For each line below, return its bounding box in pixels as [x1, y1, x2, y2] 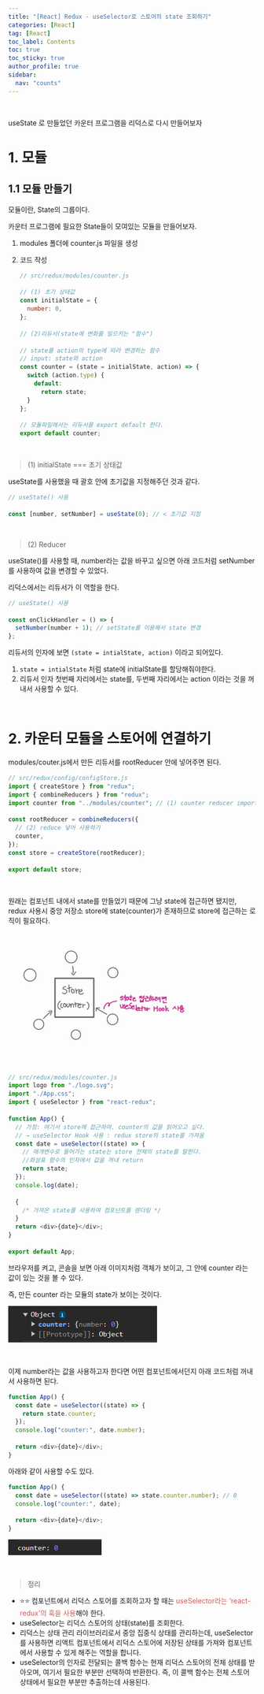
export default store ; [8, 865, 82, 874]
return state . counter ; [22, 1410, 97, 1417]
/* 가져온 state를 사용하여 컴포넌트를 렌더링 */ [22, 1206, 162, 1214]
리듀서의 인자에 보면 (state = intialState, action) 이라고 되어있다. [8, 648, 224, 657]
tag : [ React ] [8, 29, 51, 37]
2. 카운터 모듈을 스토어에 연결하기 [8, 730, 212, 748]
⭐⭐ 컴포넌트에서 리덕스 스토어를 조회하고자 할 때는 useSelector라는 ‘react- [19, 1596, 251, 1606]
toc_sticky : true [8, 54, 65, 62]
